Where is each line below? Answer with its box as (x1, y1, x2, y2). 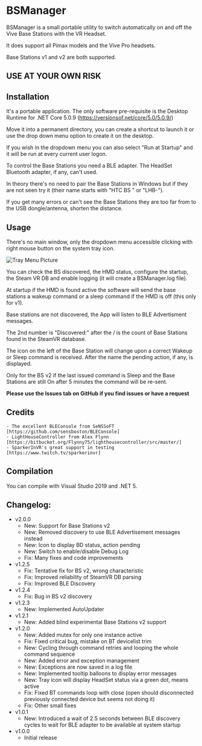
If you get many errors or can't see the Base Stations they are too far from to (6, 198, 197, 206)
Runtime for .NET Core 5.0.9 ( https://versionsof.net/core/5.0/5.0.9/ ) (6, 114, 174, 122)
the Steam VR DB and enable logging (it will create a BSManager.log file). (6, 274, 188, 282)
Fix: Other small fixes (24, 702, 77, 709)
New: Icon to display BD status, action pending (24, 542, 140, 549)
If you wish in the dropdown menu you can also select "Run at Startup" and (6, 144, 193, 151)
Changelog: (6, 499, 51, 510)
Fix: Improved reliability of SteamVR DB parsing (24, 574, 142, 581)
